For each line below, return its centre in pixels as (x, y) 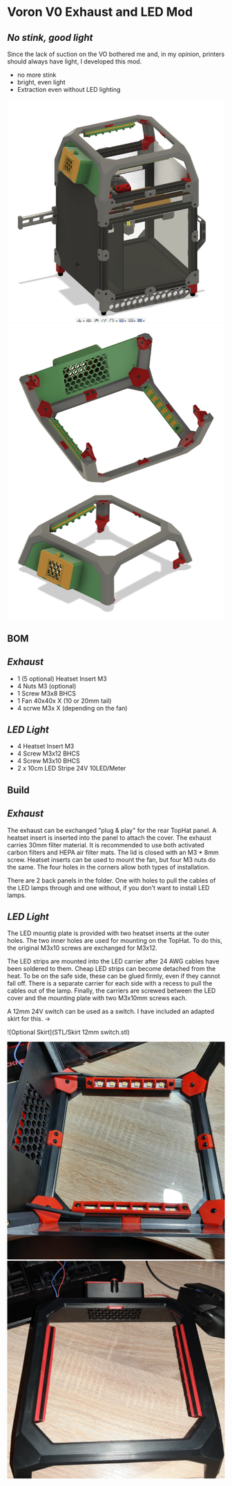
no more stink (37, 75)
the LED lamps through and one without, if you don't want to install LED (108, 887)
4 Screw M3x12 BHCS (48, 753)
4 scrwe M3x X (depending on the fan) (72, 708)
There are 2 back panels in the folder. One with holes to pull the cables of (112, 880)
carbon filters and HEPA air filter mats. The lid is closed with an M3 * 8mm (113, 852)
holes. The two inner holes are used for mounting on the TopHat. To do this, (115, 941)
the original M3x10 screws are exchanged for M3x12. (82, 948)
